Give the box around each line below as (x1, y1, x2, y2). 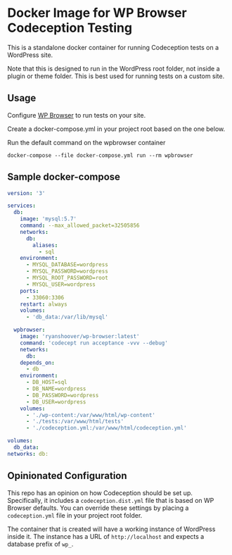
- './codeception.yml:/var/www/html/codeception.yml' (25, 425, 188, 432)
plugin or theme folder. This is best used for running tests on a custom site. (7, 72, 225, 80)
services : (7, 202, 37, 209)
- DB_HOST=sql (25, 379, 68, 386)
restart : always (20, 301, 68, 308)
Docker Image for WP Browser (7, 5, 188, 21)
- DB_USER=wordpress (25, 398, 86, 406)
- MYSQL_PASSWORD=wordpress (25, 268, 109, 275)
